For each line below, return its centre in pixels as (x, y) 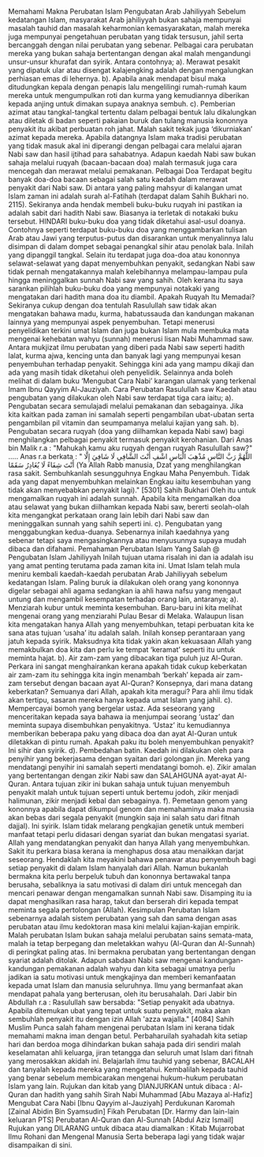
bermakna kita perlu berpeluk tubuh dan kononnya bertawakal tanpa (119, 876)
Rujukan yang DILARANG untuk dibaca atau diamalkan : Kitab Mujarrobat (126, 1128)
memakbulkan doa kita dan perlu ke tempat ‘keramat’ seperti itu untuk (122, 650)
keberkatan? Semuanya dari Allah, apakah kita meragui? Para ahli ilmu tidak (131, 692)
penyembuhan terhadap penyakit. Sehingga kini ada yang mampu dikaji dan (131, 364)
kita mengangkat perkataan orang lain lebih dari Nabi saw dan (109, 515)
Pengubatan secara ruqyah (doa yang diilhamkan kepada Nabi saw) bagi (126, 431)
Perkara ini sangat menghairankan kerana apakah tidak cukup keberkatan (128, 666)
